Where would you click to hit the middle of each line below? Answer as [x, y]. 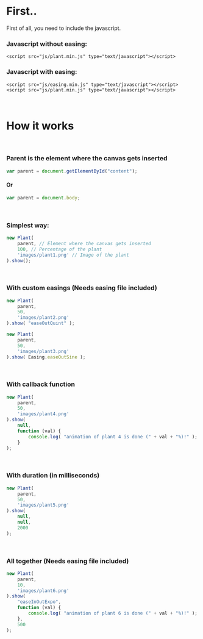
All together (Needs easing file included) [68, 561]
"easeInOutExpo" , [39, 602]
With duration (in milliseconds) [53, 476]
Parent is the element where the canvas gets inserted [87, 159]
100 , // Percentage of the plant [60, 249]
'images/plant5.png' [43, 505]
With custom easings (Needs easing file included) [82, 288]
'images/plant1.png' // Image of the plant [73, 255]
